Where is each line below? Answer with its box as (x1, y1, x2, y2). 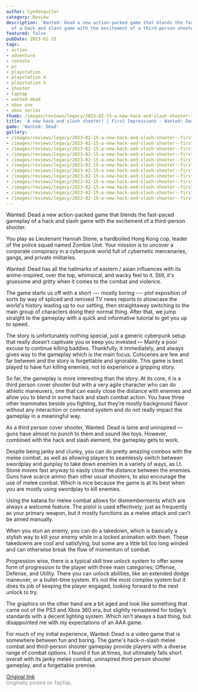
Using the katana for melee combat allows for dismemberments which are (6, 497, 186, 504)
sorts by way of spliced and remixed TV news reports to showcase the (6, 296, 177, 303)
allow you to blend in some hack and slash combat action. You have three (6, 393, 184, 401)
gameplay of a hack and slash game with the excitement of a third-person (6, 218, 186, 225)
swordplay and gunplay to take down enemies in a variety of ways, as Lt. (6, 461, 183, 468)
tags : (6, 42, 19, 48)
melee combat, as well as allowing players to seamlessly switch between (6, 454, 183, 461)
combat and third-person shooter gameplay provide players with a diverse (6, 643, 187, 650)
